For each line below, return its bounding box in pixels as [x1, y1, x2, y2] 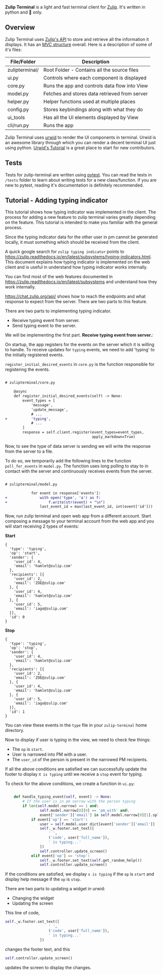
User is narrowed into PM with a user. [12, 751, 87, 757]
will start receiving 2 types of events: [5, 523, 79, 529]
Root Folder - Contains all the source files [43, 66, 139, 73]
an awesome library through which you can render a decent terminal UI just [5, 139, 156, 145]
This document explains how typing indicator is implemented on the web [5, 259, 150, 265]
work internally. [5, 284, 36, 290]
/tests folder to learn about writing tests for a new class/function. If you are [5, 177, 157, 183]
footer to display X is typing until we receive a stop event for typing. [5, 771, 143, 777]
